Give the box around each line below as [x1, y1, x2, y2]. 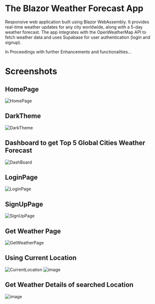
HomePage [5, 85, 39, 93]
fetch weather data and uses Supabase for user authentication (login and [5, 34, 151, 40]
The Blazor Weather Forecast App [5, 3, 143, 14]
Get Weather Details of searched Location [5, 281, 134, 289]
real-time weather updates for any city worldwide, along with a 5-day [5, 24, 143, 30]
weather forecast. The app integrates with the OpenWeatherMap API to [5, 29, 146, 35]
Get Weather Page [5, 227, 61, 235]
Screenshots [5, 66, 57, 77]
